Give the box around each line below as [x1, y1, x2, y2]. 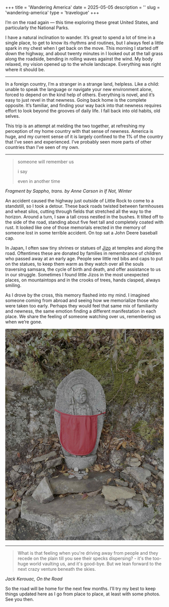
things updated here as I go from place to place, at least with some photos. [5, 591, 160, 597]
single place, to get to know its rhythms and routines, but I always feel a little [5, 40, 164, 46]
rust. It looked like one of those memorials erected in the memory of [5, 224, 146, 231]
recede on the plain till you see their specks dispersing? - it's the [17, 556, 152, 561]
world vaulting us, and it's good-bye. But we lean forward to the [29, 561, 162, 567]
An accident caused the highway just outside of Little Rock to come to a [5, 198, 154, 203]
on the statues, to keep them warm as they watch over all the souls [5, 261, 144, 267]
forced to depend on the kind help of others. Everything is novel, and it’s [5, 92, 155, 98]
